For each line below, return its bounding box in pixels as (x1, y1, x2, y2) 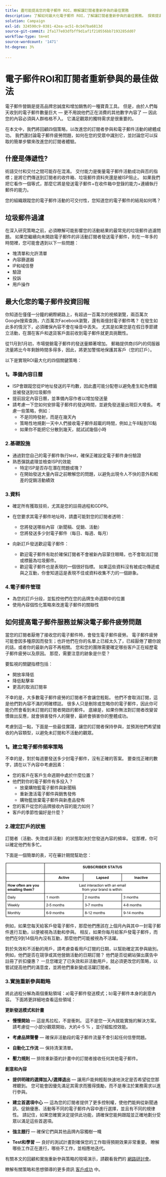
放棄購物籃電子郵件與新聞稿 (19, 785, 77, 791)
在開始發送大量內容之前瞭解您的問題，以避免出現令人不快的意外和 (19, 471, 154, 477)
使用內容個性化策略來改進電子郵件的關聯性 (12, 602, 99, 608)
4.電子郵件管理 (5, 583, 41, 590)
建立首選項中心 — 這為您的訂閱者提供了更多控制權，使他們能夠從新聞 (12, 1099, 154, 1105)
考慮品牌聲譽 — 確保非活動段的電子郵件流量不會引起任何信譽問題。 (12, 1034, 149, 1040)
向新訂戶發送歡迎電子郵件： (12, 540, 69, 546)
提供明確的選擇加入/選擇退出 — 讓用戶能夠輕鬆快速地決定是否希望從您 (12, 1076, 156, 1082)
